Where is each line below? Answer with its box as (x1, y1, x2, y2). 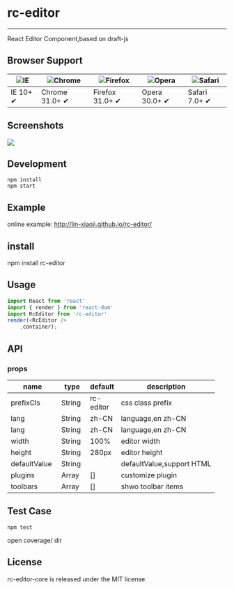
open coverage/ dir (7, 536, 63, 544)
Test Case (7, 505, 52, 517)
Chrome (40, 87, 68, 97)
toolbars (10, 482, 38, 491)
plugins (10, 470, 35, 479)
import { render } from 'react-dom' (7, 304, 114, 311)
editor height (120, 447, 163, 457)
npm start (7, 183, 36, 190)
